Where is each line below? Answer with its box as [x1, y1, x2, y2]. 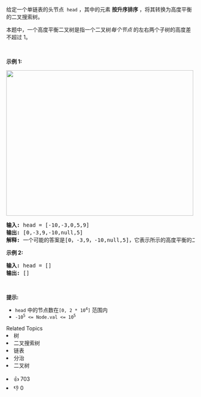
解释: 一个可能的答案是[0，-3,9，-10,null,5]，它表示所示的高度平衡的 [6, 237, 193, 243]
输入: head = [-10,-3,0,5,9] [6, 222, 90, 228]
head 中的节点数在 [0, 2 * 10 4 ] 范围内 [14, 306, 108, 314]
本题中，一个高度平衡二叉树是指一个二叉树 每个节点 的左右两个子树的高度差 [6, 26, 191, 33]
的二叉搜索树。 [6, 13, 43, 20]
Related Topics [6, 325, 43, 332]
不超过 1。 [6, 34, 31, 41]
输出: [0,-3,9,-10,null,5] [6, 229, 84, 236]
